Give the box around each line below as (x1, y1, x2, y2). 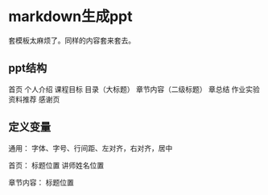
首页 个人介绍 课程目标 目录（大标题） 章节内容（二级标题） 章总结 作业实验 (8, 84, 260, 93)
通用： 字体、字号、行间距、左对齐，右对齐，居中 (8, 143, 173, 153)
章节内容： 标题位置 (8, 177, 74, 187)
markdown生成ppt (8, 7, 133, 26)
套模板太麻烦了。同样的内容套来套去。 (8, 35, 135, 45)
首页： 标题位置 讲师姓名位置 (8, 160, 105, 170)
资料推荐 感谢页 (8, 94, 60, 104)
